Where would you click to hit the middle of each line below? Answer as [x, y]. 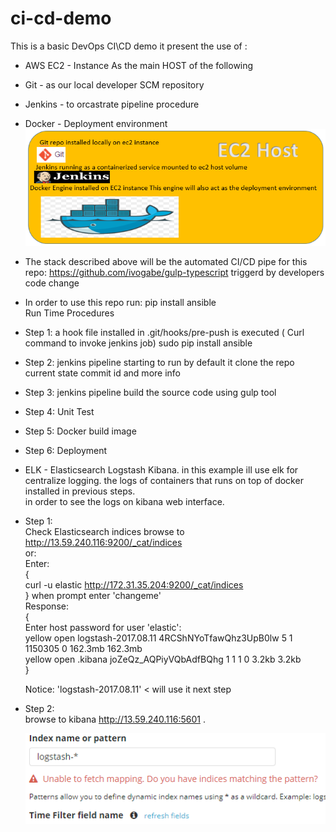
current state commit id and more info [102, 373]
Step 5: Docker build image [80, 431]
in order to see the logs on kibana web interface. [124, 502]
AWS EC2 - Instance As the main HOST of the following [139, 65]
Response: [46, 606]
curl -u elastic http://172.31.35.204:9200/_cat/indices [134, 585]
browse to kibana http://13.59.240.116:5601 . [115, 719]
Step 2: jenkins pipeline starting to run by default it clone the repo [159, 363]
